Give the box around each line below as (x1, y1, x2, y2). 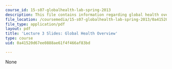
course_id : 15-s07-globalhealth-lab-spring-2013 (5, 7, 111, 13)
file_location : (5, 17, 38, 22)
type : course (5, 36, 33, 41)
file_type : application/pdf (5, 21, 66, 27)
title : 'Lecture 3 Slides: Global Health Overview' (5, 31, 118, 36)
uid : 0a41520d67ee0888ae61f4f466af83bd (5, 41, 91, 46)
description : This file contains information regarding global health (5, 12, 159, 17)
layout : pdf (5, 26, 31, 31)
